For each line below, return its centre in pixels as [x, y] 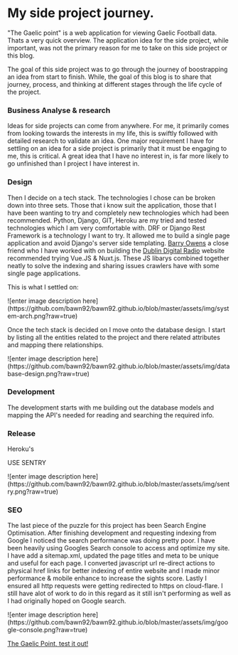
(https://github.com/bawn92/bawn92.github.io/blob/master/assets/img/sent [119, 484]
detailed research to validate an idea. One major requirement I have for [111, 141]
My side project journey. [81, 13]
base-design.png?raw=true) [49, 373]
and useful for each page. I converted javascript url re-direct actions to [111, 563]
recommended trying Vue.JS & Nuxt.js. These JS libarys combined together [118, 258]
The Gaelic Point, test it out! [48, 644]
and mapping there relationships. [56, 345]
